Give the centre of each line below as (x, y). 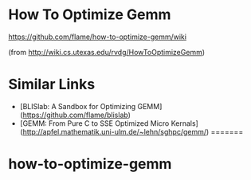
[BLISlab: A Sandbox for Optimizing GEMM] (91, 106)
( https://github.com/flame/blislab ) (75, 115)
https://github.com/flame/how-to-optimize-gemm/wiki (98, 37)
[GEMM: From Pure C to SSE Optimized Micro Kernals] (109, 123)
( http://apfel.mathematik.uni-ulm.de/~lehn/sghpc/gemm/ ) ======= (131, 131)
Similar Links (52, 84)
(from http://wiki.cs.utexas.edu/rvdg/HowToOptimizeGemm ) (107, 52)
